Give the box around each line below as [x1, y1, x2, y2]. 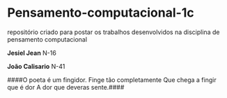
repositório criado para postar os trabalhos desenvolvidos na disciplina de [7, 28, 220, 36]
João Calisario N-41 [7, 62, 65, 70]
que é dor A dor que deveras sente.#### [7, 83, 125, 91]
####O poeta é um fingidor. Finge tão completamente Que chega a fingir [7, 75, 217, 84]
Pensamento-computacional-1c [7, 5, 194, 21]
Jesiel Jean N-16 [7, 49, 57, 57]
